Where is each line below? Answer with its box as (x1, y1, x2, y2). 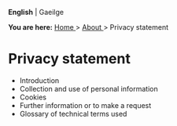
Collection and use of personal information (19, 84, 159, 93)
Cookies (19, 92, 47, 102)
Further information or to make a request (19, 100, 152, 110)
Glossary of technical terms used (19, 109, 127, 118)
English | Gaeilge (8, 8, 65, 16)
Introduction (19, 75, 60, 85)
